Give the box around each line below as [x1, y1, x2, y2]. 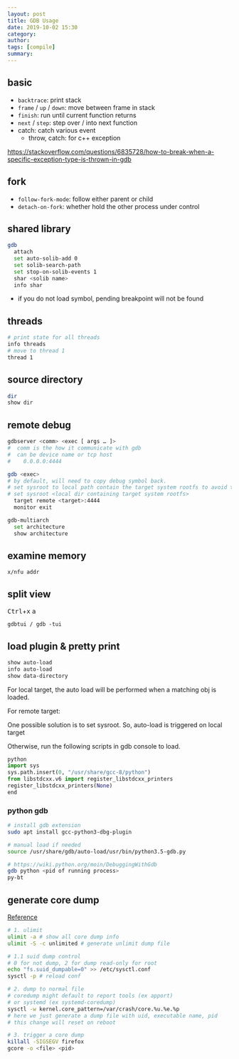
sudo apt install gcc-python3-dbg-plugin [7, 829, 132, 836]
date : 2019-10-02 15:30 [7, 24, 78, 31]
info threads [7, 340, 46, 348]
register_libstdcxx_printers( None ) [7, 782, 113, 789]
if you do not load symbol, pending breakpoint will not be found [17, 294, 204, 303]
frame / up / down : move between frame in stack [17, 103, 155, 111]
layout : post [7, 10, 46, 18]
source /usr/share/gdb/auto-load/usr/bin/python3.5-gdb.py [7, 848, 186, 855]
